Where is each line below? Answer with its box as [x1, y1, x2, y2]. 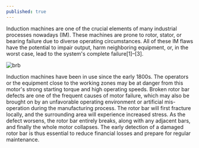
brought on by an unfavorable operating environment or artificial [6, 98, 163, 105]
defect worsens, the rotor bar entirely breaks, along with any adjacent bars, [6, 117, 191, 124]
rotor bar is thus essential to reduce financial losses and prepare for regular [6, 130, 191, 137]
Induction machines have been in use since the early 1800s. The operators [6, 73, 189, 80]
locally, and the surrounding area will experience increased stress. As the [6, 111, 186, 118]
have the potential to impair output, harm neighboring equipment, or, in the [6, 44, 189, 51]
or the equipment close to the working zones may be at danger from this [6, 79, 184, 86]
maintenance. [6, 136, 40, 143]
